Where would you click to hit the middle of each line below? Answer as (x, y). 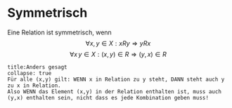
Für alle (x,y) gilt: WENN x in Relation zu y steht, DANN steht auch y (116, 79)
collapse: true (30, 73)
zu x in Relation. (34, 86)
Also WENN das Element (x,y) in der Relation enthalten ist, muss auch (114, 92)
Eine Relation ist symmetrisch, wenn (60, 32)
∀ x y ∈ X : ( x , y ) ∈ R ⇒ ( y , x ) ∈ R (118, 54)
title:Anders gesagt (38, 67)
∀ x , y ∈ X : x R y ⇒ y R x (118, 43)
